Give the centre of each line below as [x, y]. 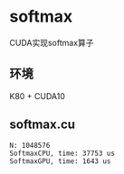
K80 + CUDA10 [38, 96]
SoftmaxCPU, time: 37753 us [62, 153]
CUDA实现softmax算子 [52, 42]
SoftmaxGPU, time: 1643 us [60, 161]
